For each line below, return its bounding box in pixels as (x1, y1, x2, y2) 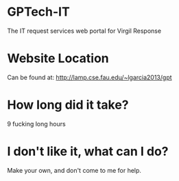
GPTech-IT (7, 4, 70, 20)
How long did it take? (7, 97, 129, 113)
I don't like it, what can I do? (7, 144, 169, 159)
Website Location (7, 51, 110, 66)
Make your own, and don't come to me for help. (7, 166, 142, 174)
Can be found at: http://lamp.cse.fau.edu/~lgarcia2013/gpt (7, 73, 173, 81)
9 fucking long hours (7, 120, 67, 128)
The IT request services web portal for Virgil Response (7, 27, 162, 35)
